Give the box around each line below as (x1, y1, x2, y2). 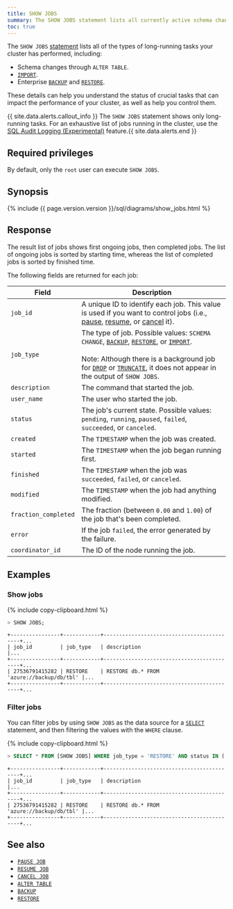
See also (7, 839, 45, 851)
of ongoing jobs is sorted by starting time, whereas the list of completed (7, 250, 214, 258)
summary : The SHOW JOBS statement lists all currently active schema (7, 17, 213, 24)
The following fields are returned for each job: (7, 271, 139, 279)
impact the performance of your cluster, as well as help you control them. (7, 99, 217, 107)
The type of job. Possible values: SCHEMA (81, 328, 211, 337)
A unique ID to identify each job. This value (81, 299, 221, 309)
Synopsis (7, 186, 49, 198)
